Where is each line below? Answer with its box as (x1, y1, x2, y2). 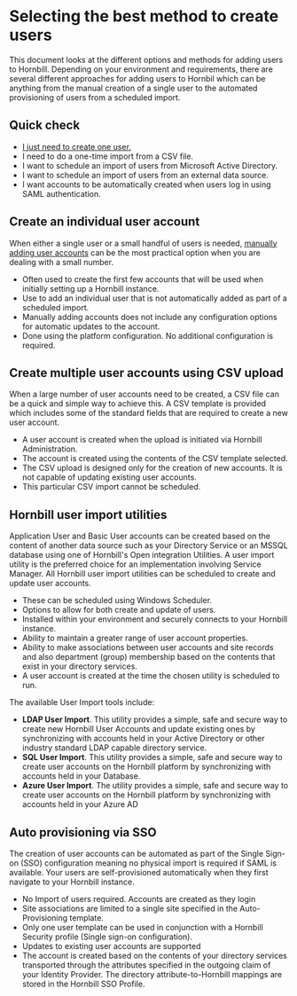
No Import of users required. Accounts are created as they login (21, 894, 256, 904)
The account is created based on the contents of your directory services (21, 951, 288, 961)
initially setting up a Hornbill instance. (21, 283, 160, 294)
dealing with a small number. (9, 256, 113, 267)
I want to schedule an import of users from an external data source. (21, 169, 269, 180)
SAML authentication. (21, 188, 102, 199)
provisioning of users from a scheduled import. (9, 91, 181, 103)
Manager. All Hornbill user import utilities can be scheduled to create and (9, 569, 277, 579)
